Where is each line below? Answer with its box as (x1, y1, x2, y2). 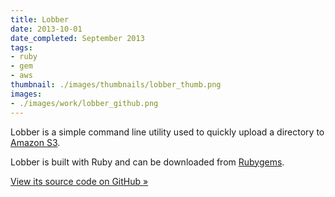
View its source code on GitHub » (10, 175, 149, 187)
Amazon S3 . (10, 136, 61, 148)
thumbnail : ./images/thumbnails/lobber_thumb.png (10, 80, 222, 90)
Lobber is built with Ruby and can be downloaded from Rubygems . (10, 156, 285, 168)
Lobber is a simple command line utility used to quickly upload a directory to (10, 126, 325, 138)
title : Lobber (10, 14, 70, 25)
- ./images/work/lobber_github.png (10, 98, 159, 108)
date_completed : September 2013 (10, 33, 145, 43)
